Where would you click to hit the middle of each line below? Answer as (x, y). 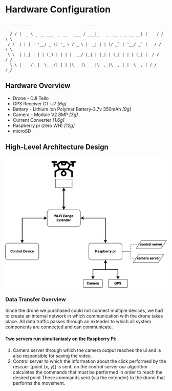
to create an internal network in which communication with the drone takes (84, 316)
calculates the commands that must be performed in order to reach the (88, 372)
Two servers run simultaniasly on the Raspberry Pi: (61, 339)
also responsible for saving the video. (52, 356)
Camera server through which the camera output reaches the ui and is (87, 350)
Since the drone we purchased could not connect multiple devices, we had (84, 311)
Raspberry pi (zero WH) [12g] (44, 125)
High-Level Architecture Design (57, 147)
